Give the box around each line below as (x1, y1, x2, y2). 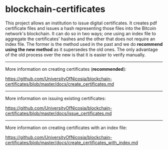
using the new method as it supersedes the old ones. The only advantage (5, 46, 158, 52)
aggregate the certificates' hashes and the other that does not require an (5, 36, 155, 42)
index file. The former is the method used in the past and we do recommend (5, 41, 163, 47)
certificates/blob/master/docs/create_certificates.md (5, 81, 114, 87)
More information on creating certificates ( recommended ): (5, 66, 126, 72)
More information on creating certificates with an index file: (5, 125, 127, 131)
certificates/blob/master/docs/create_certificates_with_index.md (5, 140, 138, 146)
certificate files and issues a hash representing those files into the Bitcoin (5, 25, 156, 31)
